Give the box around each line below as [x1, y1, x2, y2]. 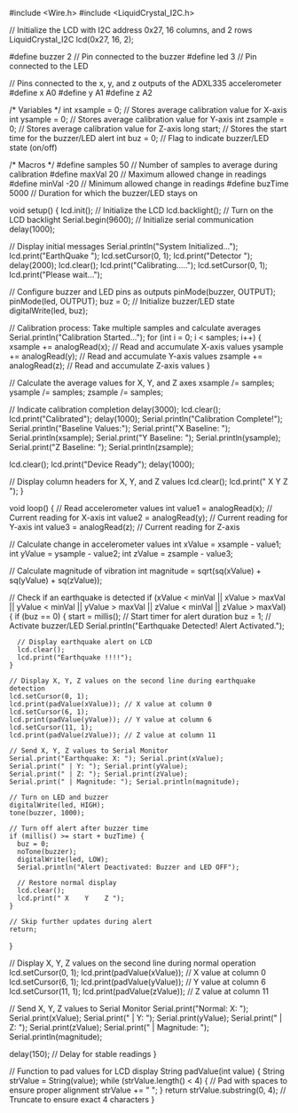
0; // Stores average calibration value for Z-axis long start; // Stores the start [9, 123, 287, 134]
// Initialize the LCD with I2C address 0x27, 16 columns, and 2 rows [9, 25, 253, 35]
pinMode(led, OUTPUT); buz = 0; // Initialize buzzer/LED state [9, 296, 235, 306]
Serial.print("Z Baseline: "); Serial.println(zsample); [9, 442, 194, 452]
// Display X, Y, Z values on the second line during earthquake [9, 676, 255, 685]
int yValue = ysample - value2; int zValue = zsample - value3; [9, 549, 233, 558]
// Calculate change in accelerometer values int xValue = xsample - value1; [9, 539, 282, 549]
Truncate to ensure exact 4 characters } [9, 1094, 155, 1104]
